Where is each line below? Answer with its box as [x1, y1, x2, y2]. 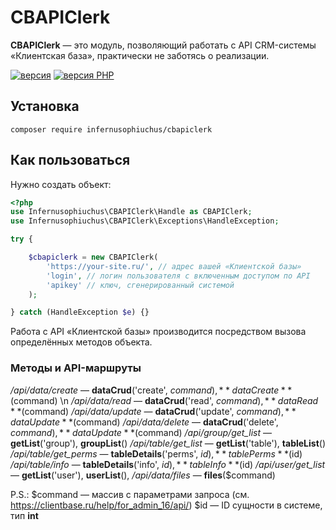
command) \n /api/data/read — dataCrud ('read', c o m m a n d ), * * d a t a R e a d [13, 394, 319, 406]
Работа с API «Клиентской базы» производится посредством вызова [10, 326, 307, 338]
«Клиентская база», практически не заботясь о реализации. [10, 49, 270, 61]
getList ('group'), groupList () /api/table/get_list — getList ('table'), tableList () [10, 437, 327, 449]
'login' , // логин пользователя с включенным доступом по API [46, 271, 311, 281]
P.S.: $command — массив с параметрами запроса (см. [10, 488, 250, 500]
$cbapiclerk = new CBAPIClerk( [28, 252, 159, 263]
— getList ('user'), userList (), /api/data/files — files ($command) [10, 469, 276, 481]
